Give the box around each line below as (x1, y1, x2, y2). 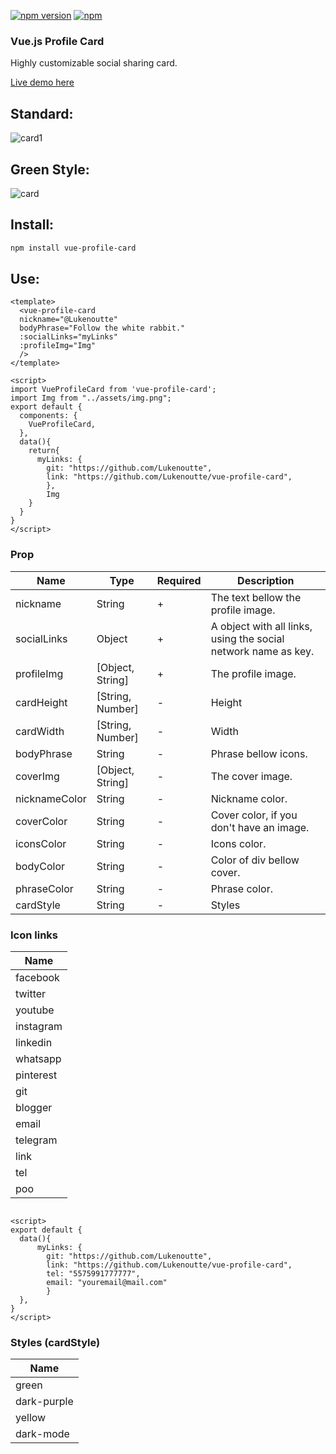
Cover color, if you (210, 808, 298, 822)
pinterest (15, 1068, 58, 1082)
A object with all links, (210, 619, 313, 633)
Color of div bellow (210, 853, 300, 867)
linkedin (15, 1036, 53, 1050)
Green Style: (10, 161, 90, 178)
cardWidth (15, 724, 65, 738)
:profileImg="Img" (19, 341, 97, 351)
